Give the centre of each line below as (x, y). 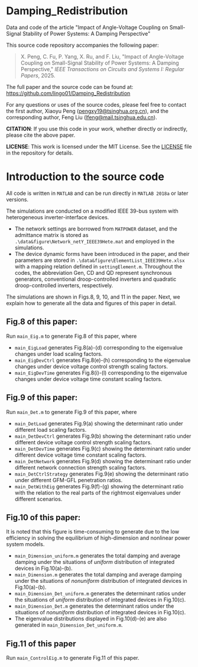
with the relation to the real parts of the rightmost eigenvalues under (98, 492)
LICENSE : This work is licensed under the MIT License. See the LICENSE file (99, 146)
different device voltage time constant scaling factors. (80, 455)
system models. (25, 544)
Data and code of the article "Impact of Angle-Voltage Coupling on (87, 27)
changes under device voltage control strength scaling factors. (91, 366)
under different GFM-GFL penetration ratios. (69, 480)
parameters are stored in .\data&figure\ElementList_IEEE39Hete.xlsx (100, 260)
